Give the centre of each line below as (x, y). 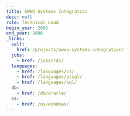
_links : (16, 39)
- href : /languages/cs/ (46, 71)
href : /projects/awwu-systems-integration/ (71, 50)
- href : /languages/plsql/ (49, 77)
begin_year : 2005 (27, 28)
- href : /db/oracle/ (42, 93)
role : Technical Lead (32, 22)
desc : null (19, 17)
